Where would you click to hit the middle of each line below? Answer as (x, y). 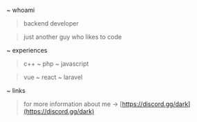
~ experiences (27, 50)
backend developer (51, 23)
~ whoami (21, 10)
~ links (16, 90)
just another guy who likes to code (73, 37)
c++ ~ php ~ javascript (56, 64)
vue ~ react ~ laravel (53, 77)
